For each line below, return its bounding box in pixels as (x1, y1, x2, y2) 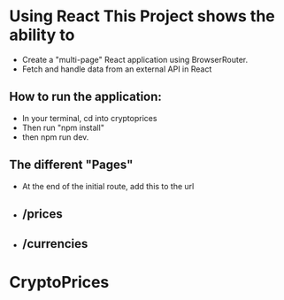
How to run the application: (9, 89, 162, 104)
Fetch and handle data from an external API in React (21, 64, 212, 74)
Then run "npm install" (21, 122, 104, 133)
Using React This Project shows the (9, 6, 276, 27)
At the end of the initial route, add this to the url (21, 181, 195, 191)
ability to (9, 25, 75, 45)
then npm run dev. (21, 131, 89, 142)
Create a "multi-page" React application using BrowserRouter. (21, 54, 249, 65)
